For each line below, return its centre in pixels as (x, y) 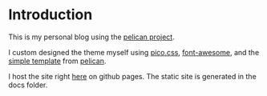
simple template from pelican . (57, 61)
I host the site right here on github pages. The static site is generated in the (132, 76)
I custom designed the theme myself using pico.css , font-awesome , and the (134, 52)
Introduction (51, 15)
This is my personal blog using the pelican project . (91, 37)
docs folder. (28, 85)
